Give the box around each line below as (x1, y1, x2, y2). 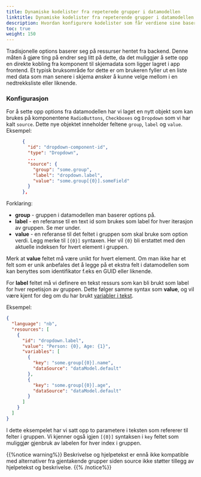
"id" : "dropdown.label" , (22, 337, 84, 344)
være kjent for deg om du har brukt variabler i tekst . (6, 292, 133, 299)
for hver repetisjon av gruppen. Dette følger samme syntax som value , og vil (6, 286, 194, 293)
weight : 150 (6, 31, 36, 37)
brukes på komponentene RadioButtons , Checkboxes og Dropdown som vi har (6, 115, 191, 122)
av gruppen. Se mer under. (14, 224, 81, 232)
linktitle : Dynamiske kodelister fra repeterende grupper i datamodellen (6, 14, 194, 20)
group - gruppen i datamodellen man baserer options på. (14, 211, 156, 219)
